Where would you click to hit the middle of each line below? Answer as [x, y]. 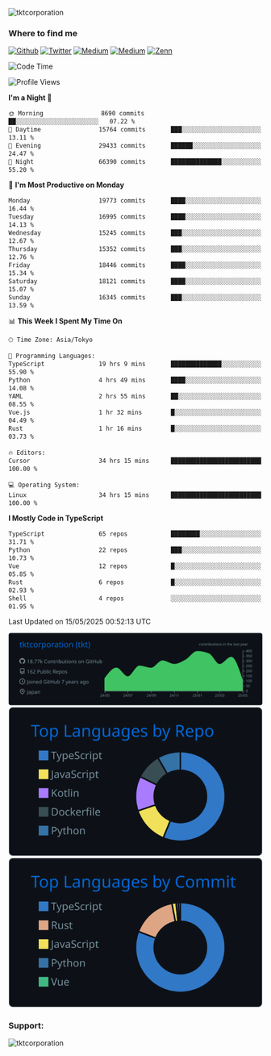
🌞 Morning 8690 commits [77, 114]
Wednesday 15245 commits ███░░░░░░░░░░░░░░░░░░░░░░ [135, 233]
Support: [26, 1025]
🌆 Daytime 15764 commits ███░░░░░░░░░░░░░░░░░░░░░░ [135, 130]
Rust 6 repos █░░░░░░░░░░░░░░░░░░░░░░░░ [135, 582]
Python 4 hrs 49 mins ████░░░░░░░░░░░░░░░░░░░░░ [135, 380]
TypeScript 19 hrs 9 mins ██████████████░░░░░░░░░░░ [135, 364]
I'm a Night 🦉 [30, 98]
